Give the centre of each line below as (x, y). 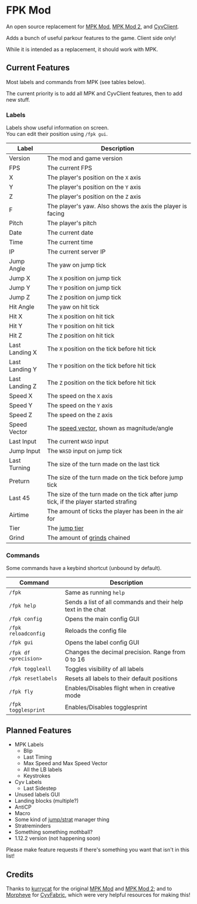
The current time (70, 242)
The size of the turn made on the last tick (103, 464)
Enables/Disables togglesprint (106, 708)
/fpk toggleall (30, 669)
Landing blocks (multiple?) (47, 801)
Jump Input (25, 451)
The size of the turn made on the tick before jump (115, 478)
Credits (20, 874)
